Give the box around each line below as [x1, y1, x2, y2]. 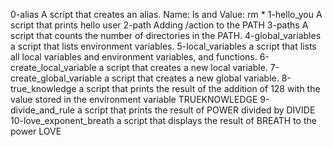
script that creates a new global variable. [111, 72, 280, 84]
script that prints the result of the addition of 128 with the [86, 83, 321, 94]
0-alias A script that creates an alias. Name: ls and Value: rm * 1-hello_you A [10, 9, 323, 20]
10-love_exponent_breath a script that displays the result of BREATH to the [10, 115, 317, 126]
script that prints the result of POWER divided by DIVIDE [84, 104, 316, 116]
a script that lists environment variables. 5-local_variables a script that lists [10, 40, 317, 52]
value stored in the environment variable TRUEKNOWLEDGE [10, 94, 258, 105]
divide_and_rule [10, 104, 76, 116]
